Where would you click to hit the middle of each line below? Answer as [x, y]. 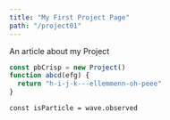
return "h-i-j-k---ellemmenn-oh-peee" [90, 84]
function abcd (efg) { [50, 76]
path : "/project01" [46, 26]
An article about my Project [59, 51]
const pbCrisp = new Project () [68, 68]
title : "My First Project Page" [69, 17]
